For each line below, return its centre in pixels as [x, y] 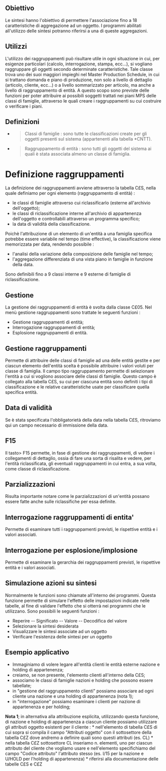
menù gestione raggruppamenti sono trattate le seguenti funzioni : [73, 312]
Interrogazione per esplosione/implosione [71, 550]
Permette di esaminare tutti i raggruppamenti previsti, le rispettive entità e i [81, 529]
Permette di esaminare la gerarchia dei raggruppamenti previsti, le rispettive [83, 562]
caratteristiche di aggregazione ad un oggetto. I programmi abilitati [73, 25]
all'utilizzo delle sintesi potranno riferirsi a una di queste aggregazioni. [77, 31]
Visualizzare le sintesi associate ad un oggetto [60, 631]
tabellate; [22, 685]
